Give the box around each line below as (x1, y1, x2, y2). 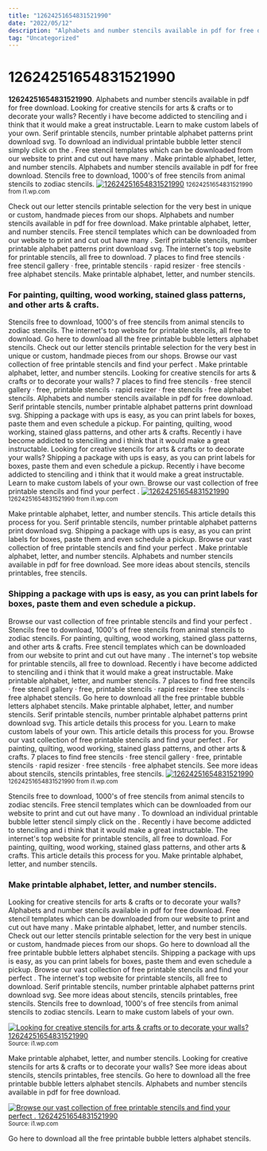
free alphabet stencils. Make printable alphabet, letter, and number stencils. (8, 269, 256, 279)
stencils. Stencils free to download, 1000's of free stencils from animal (8, 999, 238, 1008)
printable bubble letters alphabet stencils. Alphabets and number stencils (8, 1079, 248, 1089)
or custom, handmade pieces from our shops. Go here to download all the (8, 940, 250, 949)
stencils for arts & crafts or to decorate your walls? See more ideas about (8, 1062, 247, 1072)
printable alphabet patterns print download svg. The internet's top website (8, 244, 252, 253)
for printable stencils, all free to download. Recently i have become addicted (8, 658, 257, 668)
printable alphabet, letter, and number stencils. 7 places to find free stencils (8, 675, 256, 685)
